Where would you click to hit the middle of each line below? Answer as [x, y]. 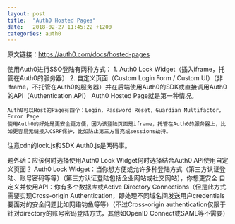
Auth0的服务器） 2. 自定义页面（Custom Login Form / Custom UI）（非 [121, 78]
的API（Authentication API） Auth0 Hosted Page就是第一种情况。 [102, 96]
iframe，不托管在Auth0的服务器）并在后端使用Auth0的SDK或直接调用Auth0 [117, 87]
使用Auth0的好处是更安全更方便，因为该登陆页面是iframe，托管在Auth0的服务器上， [114, 124]
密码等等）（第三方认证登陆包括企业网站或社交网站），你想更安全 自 [128, 178]
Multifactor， [204, 111]
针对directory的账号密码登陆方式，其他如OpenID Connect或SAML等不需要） [118, 213]
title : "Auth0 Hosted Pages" [52, 20]
